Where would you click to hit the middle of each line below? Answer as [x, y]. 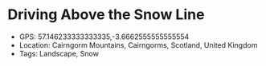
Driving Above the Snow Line [106, 15]
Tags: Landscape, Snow [59, 53]
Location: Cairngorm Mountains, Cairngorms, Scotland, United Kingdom [138, 45]
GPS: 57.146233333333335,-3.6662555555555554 [104, 37]
